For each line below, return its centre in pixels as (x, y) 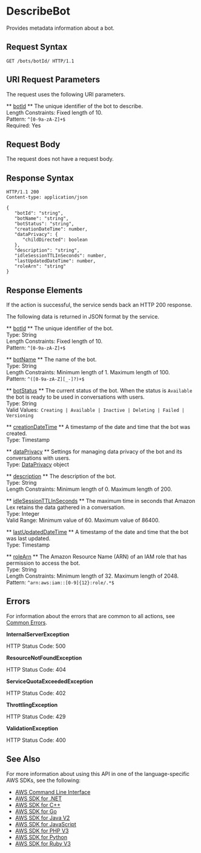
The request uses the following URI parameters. (66, 94)
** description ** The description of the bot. (61, 476)
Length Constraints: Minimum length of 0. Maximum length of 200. (89, 489)
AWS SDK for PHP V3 (42, 831)
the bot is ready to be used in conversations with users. (76, 397)
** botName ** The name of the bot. (51, 359)
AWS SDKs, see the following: (43, 780)
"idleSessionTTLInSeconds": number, (61, 256)
